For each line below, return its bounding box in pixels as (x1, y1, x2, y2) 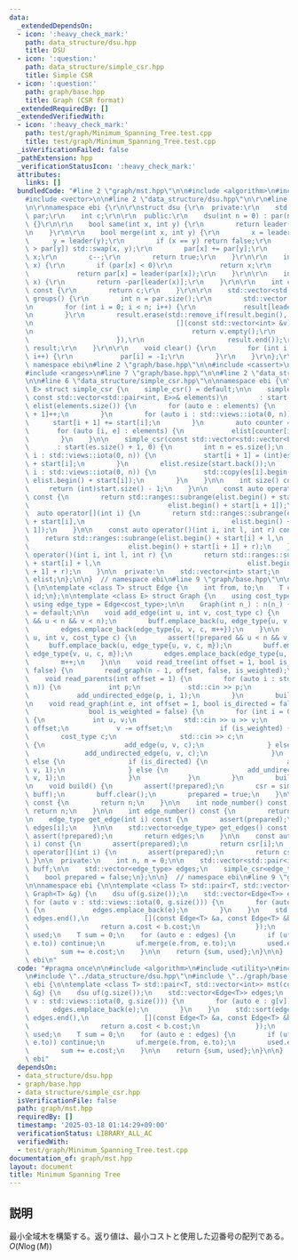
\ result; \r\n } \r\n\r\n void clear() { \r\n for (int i (25, 343, 288, 352)
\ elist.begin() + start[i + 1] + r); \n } (25, 542, 292, 551)
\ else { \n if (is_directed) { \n (25, 757, 208, 766)
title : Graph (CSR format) (25, 95, 125, 105)
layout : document (9, 1162, 74, 1171)
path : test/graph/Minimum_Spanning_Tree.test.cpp (25, 129, 213, 138)
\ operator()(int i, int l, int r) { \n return (25, 550, 228, 559)
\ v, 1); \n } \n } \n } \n (25, 774, 244, 782)
